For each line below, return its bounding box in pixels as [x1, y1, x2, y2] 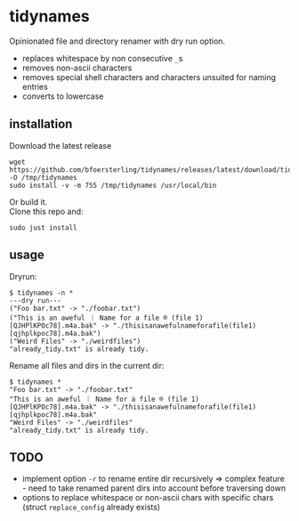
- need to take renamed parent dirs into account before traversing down [21, 483, 287, 493]
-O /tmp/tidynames [9, 173, 77, 182]
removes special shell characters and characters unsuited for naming [21, 71, 277, 82]
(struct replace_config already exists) [21, 501, 161, 513]
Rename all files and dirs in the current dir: [9, 360, 165, 370]
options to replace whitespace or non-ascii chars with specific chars [21, 493, 274, 503]
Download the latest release [9, 140, 112, 151]
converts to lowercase [21, 91, 104, 102]
